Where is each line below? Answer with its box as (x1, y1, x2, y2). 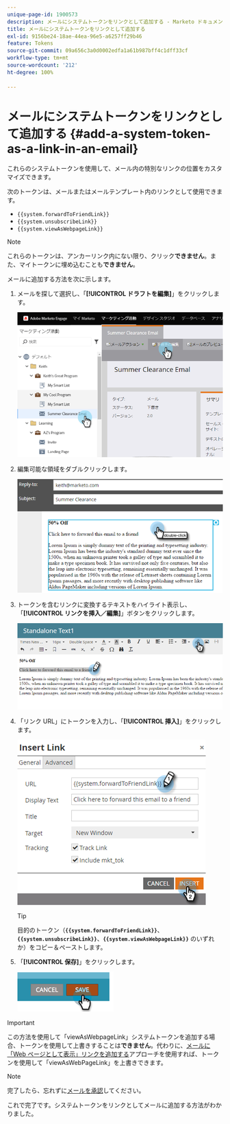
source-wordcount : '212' (7, 62, 78, 69)
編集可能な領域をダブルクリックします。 (16, 465, 131, 473)
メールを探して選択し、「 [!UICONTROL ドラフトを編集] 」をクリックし (16, 290, 214, 298)
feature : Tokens (7, 40, 53, 47)
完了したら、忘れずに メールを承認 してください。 (7, 1086, 145, 1094)
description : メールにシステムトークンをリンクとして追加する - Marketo (7, 18, 195, 25)
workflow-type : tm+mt (7, 55, 69, 62)
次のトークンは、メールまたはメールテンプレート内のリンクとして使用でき (7, 187, 217, 196)
